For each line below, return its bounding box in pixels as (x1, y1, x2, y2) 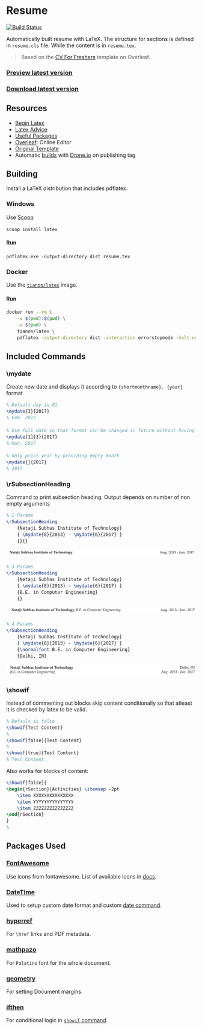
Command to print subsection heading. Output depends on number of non (6, 494, 191, 501)
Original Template (14, 145, 59, 152)
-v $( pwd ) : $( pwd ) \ (17, 316, 66, 322)
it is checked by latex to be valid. (6, 705, 87, 713)
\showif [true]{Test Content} (6, 750, 79, 756)
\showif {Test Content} (6, 725, 63, 731)
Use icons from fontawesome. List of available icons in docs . (6, 873, 157, 880)
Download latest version (6, 84, 79, 93)
